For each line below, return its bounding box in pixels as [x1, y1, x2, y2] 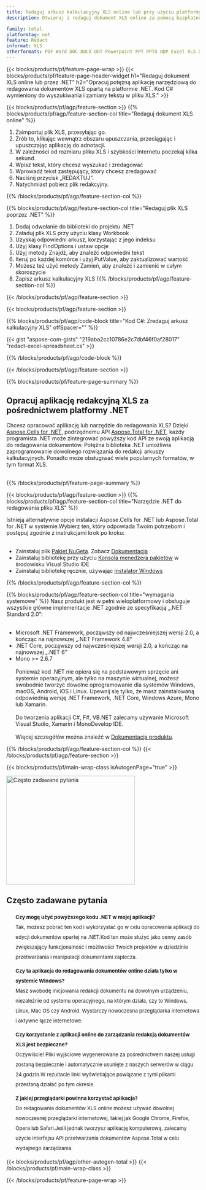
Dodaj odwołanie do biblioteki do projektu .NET [15, 222, 134, 230]
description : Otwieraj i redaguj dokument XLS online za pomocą [6, 15, 174, 21]
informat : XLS [6, 43, 43, 49]
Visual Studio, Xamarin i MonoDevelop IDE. [15, 720, 124, 728]
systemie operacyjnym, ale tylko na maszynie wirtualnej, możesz [15, 674, 179, 682]
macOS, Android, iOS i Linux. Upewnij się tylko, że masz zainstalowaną [15, 687, 195, 694]
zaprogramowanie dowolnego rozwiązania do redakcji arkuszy [6, 448, 164, 455]
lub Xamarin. [15, 701, 47, 708]
